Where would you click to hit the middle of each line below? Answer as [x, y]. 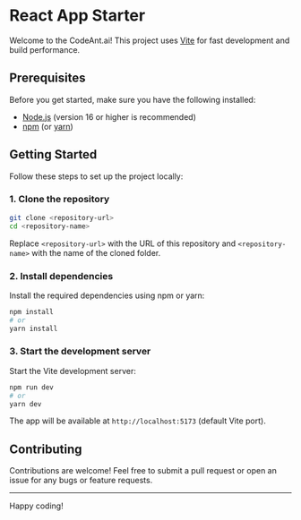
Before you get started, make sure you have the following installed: [133, 99]
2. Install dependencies [61, 276]
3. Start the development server [80, 352]
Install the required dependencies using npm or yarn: [107, 295]
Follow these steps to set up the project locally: [96, 176]
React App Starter [77, 16]
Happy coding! [37, 506]
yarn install [34, 328]
